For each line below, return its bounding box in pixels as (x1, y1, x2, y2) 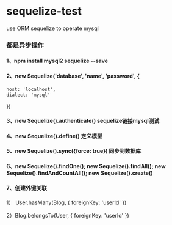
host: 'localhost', (6, 86, 56, 92)
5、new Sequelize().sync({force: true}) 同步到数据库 (6, 147, 142, 155)
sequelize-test (6, 4, 82, 18)
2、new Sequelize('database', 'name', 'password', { (6, 72, 140, 80)
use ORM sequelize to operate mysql (6, 24, 99, 32)
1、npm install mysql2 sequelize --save (6, 57, 109, 65)
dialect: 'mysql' (6, 92, 51, 98)
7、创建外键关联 (6, 184, 48, 191)
